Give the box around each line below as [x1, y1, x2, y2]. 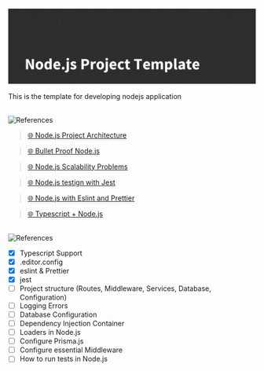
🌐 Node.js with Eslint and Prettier [27, 193, 135, 203]
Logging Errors [19, 300, 68, 310]
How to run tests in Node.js [19, 354, 108, 364]
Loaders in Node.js [19, 328, 81, 337]
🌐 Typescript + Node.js [27, 209, 104, 219]
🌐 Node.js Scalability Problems [27, 162, 128, 171]
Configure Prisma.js [19, 336, 84, 346]
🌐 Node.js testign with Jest [27, 178, 115, 187]
